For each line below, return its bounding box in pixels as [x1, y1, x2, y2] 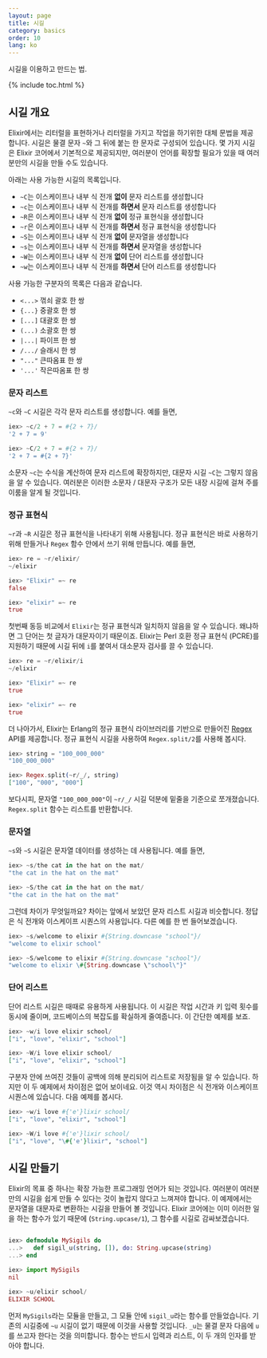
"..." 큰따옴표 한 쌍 [19, 355, 83, 365]
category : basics [8, 26, 66, 34]
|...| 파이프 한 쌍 [19, 335, 77, 345]
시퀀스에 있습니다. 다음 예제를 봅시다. [8, 1092, 124, 1102]
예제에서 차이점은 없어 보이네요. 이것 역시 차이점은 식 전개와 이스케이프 [39, 1082, 259, 1092]
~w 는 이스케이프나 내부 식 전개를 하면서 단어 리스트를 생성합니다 [19, 261, 217, 271]
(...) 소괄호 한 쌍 [19, 325, 77, 335]
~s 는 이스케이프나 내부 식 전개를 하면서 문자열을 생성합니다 [19, 241, 202, 251]
